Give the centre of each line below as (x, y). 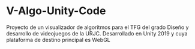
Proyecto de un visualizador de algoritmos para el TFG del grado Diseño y (97, 27)
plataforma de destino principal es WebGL (58, 40)
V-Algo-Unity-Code (56, 11)
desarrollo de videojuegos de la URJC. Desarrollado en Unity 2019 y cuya (97, 33)
